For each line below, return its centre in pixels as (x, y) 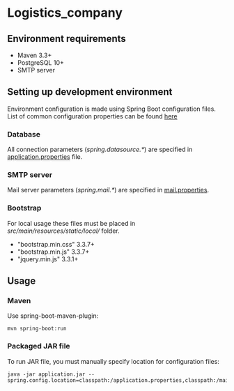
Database (24, 134)
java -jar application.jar (46, 374)
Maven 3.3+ (34, 55)
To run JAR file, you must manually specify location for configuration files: (113, 361)
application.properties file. (45, 157)
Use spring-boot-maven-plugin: (53, 316)
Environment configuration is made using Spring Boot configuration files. (111, 109)
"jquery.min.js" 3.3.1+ (48, 259)
